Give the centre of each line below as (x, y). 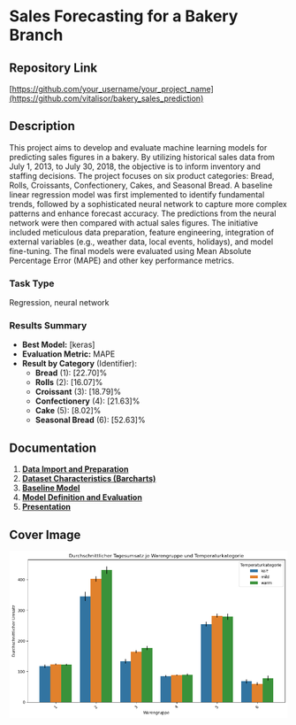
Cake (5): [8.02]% (68, 411)
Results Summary (48, 326)
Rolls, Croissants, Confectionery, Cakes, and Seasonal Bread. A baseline (141, 185)
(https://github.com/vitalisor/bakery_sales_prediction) (106, 98)
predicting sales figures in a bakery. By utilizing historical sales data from (142, 157)
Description (42, 126)
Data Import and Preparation (75, 469)
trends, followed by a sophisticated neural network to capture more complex (148, 204)
